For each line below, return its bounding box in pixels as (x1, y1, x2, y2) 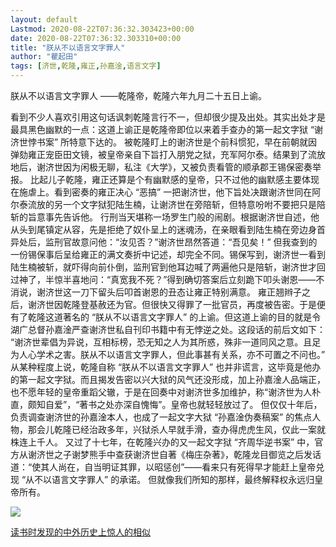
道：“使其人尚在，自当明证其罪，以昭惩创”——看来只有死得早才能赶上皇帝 (10, 461, 317, 473)
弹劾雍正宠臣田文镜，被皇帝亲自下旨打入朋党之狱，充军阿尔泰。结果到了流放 (10, 149, 326, 160)
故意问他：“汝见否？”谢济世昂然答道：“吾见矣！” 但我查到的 (71, 236, 318, 248)
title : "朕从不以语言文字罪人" (10, 42, 126, 53)
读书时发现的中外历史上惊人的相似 (10, 526, 151, 538)
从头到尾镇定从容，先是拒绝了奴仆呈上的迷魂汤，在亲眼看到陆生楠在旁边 (10, 224, 308, 235)
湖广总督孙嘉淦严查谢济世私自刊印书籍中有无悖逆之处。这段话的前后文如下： (10, 324, 326, 335)
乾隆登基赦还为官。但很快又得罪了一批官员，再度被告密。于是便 (62, 299, 326, 310)
